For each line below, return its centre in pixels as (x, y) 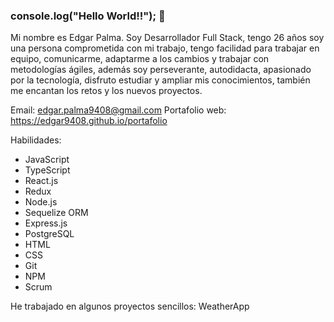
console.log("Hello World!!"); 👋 (88, 16)
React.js (41, 181)
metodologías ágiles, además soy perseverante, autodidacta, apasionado (161, 70)
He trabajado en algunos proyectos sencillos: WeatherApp (130, 306)
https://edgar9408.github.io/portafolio (89, 121)
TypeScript (47, 170)
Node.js (41, 202)
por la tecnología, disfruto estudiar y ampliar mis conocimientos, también (160, 80)
